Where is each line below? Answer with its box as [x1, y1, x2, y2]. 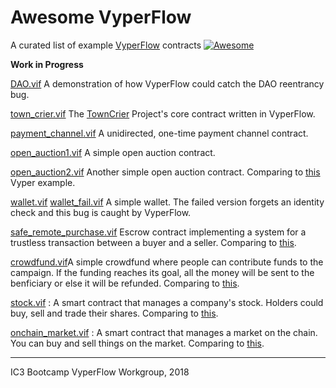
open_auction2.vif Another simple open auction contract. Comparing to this [10, 166, 321, 178]
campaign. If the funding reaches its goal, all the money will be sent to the [10, 266, 315, 278]
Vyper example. [10, 176, 76, 188]
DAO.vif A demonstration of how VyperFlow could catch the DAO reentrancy [10, 77, 325, 90]
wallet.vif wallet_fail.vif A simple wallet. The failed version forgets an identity [10, 196, 325, 208]
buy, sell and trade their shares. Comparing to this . [10, 307, 219, 319]
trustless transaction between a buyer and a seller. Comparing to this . [10, 236, 297, 248]
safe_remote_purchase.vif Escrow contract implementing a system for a [10, 226, 307, 238]
